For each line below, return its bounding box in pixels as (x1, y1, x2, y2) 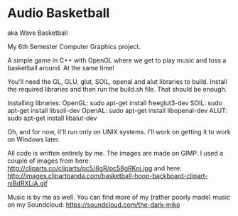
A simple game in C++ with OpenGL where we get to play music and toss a (7, 55, 227, 65)
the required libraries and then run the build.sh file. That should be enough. (7, 85, 227, 93)
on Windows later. (7, 135, 60, 144)
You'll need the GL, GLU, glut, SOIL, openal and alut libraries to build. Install (7, 77, 227, 86)
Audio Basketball (7, 5, 110, 21)
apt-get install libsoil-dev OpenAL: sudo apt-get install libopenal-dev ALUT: (7, 106, 228, 114)
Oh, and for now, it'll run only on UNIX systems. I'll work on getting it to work (7, 127, 231, 136)
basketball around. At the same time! (7, 63, 115, 72)
